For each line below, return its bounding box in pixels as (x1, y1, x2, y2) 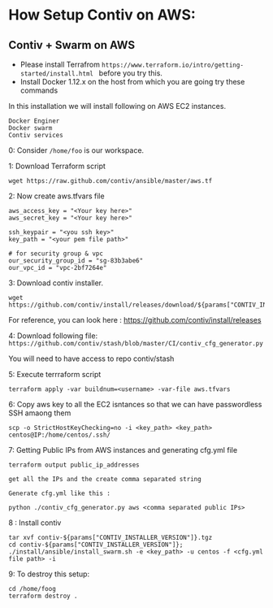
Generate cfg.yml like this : (8, 489, 111, 497)
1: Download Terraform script (8, 161, 106, 171)
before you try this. (98, 68, 162, 78)
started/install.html (19, 70, 93, 78)
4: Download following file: (8, 331, 98, 341)
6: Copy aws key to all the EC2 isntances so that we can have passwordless (8, 400, 262, 409)
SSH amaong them (8, 408, 71, 418)
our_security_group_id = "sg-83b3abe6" (8, 257, 144, 265)
